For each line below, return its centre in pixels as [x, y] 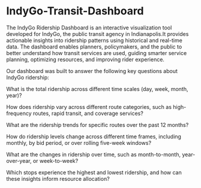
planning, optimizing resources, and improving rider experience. [85, 59]
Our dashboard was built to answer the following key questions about [92, 71]
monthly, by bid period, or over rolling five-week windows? [79, 142]
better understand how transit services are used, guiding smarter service [97, 53]
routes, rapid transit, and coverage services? [88, 113]
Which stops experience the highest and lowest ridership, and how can [94, 172]
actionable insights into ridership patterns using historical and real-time [94, 40]
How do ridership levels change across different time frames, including [94, 137]
